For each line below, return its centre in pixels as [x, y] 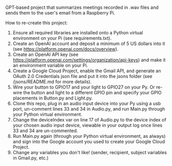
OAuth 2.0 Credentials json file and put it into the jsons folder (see [82, 76]
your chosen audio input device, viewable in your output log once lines [88, 125]
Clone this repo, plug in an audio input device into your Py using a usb [87, 103]
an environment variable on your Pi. [50, 65]
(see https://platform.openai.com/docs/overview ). [66, 49]
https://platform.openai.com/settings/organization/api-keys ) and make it [89, 60]
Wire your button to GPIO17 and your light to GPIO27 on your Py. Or [84, 87]
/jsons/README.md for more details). [52, 82]
